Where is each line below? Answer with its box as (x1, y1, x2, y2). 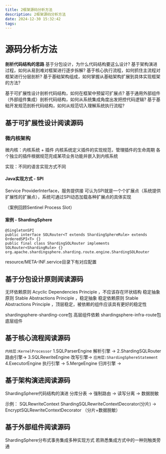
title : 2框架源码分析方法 (5, 7, 53, 12)
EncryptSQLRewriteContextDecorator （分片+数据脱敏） (5, 407, 120, 413)
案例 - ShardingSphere (5, 216, 53, 223)
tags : (5, 21, 16, 26)
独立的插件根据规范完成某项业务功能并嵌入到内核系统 (9, 153, 118, 159)
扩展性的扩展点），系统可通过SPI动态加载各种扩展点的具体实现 (5, 194, 131, 200)
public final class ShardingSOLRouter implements (5, 241, 110, 246)
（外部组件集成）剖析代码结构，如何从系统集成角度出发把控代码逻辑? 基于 (5, 97, 157, 102)
